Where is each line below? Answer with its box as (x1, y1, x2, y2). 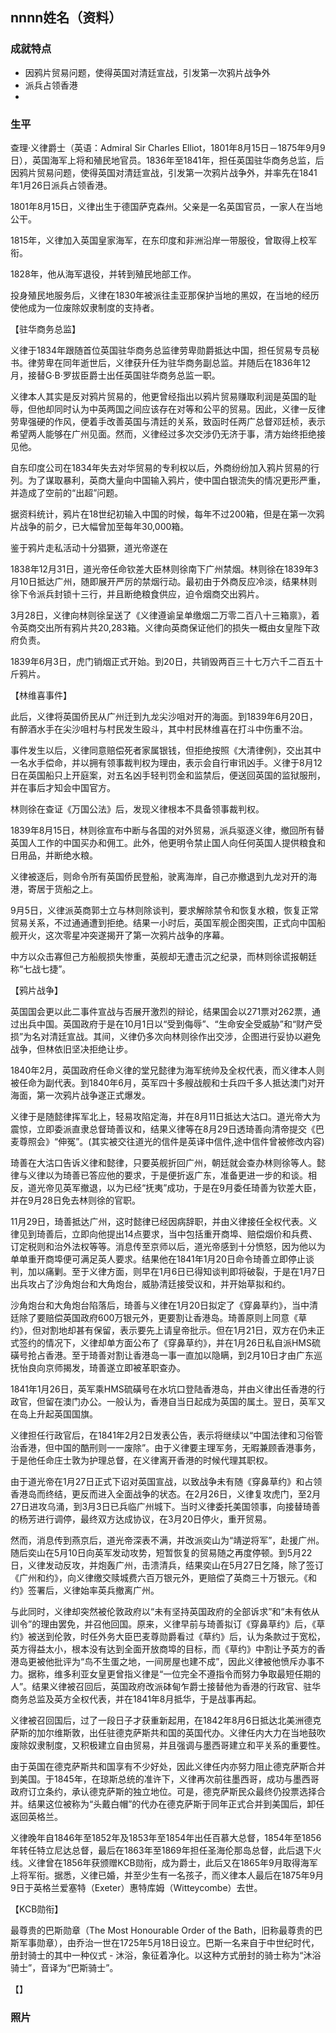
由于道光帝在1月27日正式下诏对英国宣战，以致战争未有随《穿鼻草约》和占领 (10, 1475, 323, 1487)
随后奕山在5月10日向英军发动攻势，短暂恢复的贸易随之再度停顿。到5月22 (10, 1546, 313, 1558)
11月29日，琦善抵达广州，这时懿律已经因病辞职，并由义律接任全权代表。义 (10, 1215, 318, 1227)
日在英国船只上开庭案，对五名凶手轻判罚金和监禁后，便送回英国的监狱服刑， (10, 769, 326, 781)
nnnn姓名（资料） (10, 9, 123, 27)
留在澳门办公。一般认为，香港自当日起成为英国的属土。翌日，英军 (44, 1395, 317, 1407)
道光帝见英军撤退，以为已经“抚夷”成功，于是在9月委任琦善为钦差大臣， (27, 1181, 322, 1193)
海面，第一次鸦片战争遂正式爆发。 (10, 1089, 151, 1101)
